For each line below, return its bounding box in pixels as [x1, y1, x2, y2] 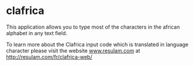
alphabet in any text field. [6, 29, 68, 36]
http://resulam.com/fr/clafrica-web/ [6, 53, 92, 60]
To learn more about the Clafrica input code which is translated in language [6, 41, 189, 48]
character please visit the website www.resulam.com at [6, 47, 141, 54]
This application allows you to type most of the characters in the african [6, 23, 180, 30]
